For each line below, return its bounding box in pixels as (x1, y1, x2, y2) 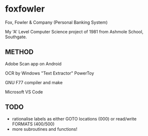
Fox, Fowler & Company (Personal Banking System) (5, 19, 108, 25)
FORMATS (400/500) (12, 121, 55, 127)
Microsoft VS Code (5, 89, 43, 95)
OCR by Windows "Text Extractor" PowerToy (5, 70, 95, 76)
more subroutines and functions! (12, 126, 78, 132)
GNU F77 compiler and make (5, 79, 63, 85)
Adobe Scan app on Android (5, 60, 62, 66)
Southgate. (5, 34, 27, 40)
